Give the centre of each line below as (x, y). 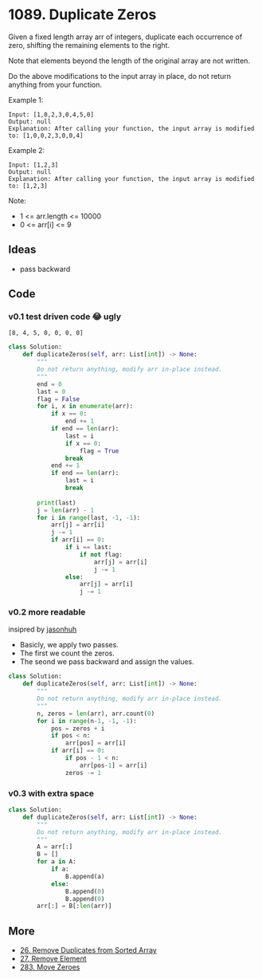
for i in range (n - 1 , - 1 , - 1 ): (87, 721)
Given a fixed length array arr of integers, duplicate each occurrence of (125, 37)
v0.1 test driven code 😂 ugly (65, 317)
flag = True (99, 451)
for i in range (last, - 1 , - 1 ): (89, 517)
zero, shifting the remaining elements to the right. (89, 45)
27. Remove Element (53, 959)
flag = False (59, 399)
